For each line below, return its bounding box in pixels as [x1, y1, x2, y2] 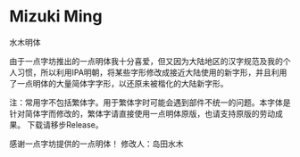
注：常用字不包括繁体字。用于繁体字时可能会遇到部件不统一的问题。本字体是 [9, 96, 291, 108]
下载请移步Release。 [26, 119, 104, 130]
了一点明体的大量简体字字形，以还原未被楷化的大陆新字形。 [9, 78, 229, 88]
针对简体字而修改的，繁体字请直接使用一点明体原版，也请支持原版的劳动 [9, 108, 275, 119]
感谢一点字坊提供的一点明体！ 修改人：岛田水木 [9, 138, 184, 149]
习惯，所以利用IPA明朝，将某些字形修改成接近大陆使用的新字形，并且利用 [16, 67, 287, 78]
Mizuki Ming [9, 6, 103, 27]
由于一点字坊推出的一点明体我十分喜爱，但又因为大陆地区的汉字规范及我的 [9, 55, 283, 66]
